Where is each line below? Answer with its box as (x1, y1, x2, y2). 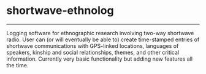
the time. (6, 61, 29, 69)
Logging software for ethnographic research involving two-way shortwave (6, 29, 194, 36)
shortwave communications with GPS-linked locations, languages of (6, 42, 179, 49)
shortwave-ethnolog (6, 4, 115, 18)
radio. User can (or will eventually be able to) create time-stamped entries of (6, 36, 200, 43)
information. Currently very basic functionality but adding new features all (6, 55, 193, 62)
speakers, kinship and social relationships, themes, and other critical (6, 49, 180, 56)
